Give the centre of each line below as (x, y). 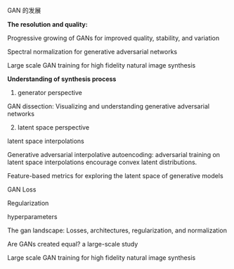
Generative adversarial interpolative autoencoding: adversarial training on (113, 155)
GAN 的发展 (24, 10)
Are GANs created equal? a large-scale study (73, 244)
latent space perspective (53, 127)
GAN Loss (22, 189)
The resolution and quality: (47, 24)
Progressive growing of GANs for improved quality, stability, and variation (113, 38)
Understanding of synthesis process (62, 79)
